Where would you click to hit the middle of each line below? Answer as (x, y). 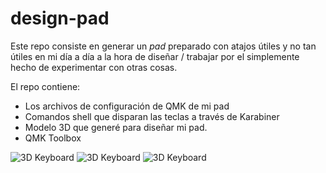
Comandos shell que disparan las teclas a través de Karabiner (152, 116)
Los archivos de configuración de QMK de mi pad (127, 106)
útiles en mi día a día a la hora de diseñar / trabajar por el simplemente (155, 56)
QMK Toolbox (53, 138)
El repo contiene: (45, 86)
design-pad (60, 18)
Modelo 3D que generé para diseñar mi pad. (116, 127)
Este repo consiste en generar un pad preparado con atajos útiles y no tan (163, 46)
